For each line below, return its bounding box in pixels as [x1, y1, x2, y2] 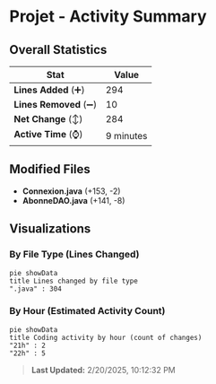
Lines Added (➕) [13, 83, 85, 96]
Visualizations [9, 222, 91, 237]
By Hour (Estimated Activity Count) [9, 305, 166, 318]
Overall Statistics [9, 42, 108, 57]
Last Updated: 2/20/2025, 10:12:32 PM [30, 364, 177, 375]
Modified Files [9, 161, 91, 177]
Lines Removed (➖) [13, 99, 97, 110]
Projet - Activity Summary [9, 6, 208, 27]
